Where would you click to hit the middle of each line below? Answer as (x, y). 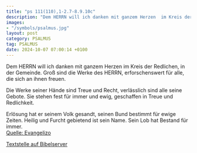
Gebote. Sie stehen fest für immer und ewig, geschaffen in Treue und (90, 96)
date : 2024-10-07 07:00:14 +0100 (47, 50)
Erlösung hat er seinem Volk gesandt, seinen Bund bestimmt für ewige (91, 114)
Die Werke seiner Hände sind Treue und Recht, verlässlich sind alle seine (94, 90)
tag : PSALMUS (22, 45)
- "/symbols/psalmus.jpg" (38, 28)
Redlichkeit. (20, 103)
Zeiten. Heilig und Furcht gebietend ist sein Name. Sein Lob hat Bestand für (97, 120)
